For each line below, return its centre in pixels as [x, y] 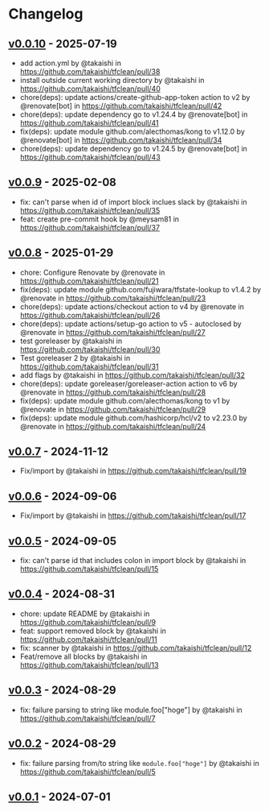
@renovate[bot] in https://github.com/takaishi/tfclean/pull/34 [121, 140]
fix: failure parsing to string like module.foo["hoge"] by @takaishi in [131, 710]
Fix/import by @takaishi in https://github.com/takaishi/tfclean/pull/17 [133, 515]
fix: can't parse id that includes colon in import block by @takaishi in [133, 561]
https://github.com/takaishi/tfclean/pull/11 [89, 639]
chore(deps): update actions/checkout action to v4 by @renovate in [132, 306]
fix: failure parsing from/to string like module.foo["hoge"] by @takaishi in [139, 763]
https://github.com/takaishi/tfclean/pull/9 [88, 622]
